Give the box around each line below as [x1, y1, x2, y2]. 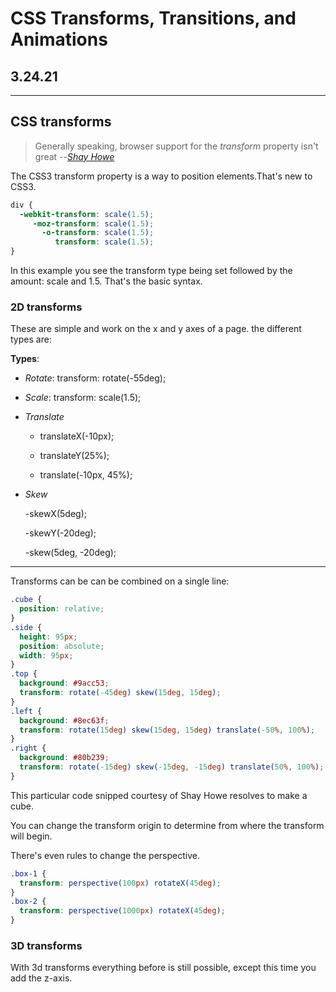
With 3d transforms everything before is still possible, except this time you [10, 962, 317, 974]
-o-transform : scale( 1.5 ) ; [41, 228, 155, 238]
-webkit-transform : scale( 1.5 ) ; [19, 209, 155, 219]
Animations [10, 28, 108, 51]
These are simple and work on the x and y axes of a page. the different [10, 323, 302, 335]
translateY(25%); [39, 450, 110, 462]
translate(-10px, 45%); [39, 469, 133, 481]
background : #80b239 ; [19, 753, 110, 763]
